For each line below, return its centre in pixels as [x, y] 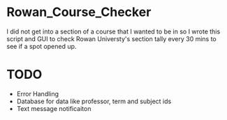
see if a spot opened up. [42, 46]
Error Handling [38, 93]
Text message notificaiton [54, 108]
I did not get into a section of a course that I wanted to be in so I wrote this [113, 31]
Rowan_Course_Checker [79, 12]
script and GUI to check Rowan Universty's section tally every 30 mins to [112, 38]
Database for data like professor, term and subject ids [94, 101]
